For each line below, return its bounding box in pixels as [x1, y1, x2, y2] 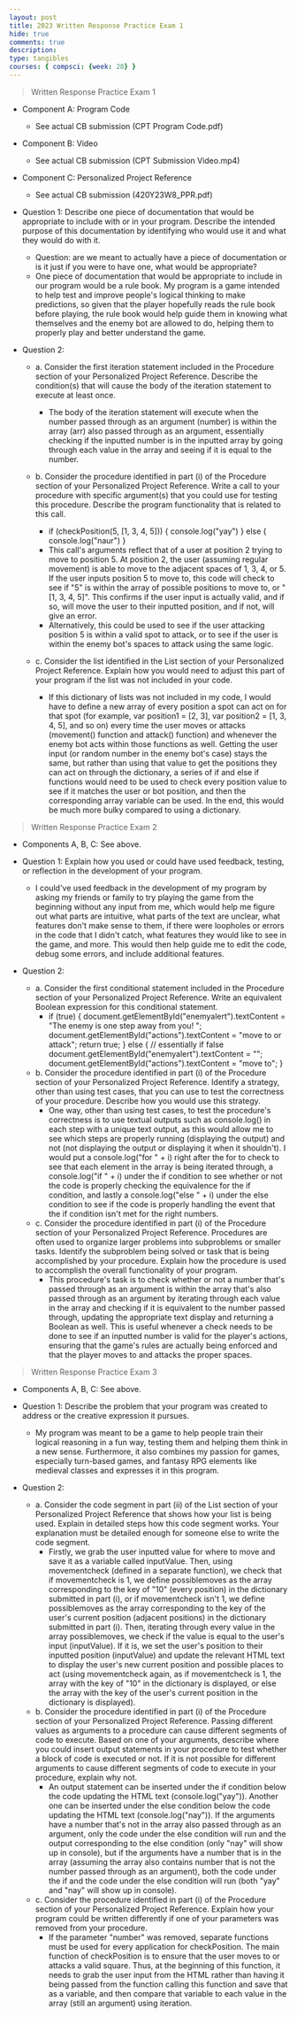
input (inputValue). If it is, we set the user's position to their [48, 1640, 263, 1651]
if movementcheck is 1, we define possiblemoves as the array [48, 1574, 272, 1585]
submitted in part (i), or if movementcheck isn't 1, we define [48, 1593, 265, 1604]
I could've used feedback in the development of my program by [34, 882, 267, 893]
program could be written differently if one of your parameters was [34, 1913, 279, 1923]
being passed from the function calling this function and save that [48, 1979, 288, 1990]
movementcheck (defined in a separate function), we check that [48, 1565, 283, 1575]
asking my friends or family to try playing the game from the [34, 891, 255, 903]
